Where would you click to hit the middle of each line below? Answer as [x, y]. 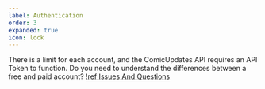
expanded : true [33, 30]
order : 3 [23, 23]
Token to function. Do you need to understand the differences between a [127, 69]
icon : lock [26, 37]
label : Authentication [46, 15]
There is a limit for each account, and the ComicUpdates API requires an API [133, 60]
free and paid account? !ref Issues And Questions [89, 76]
